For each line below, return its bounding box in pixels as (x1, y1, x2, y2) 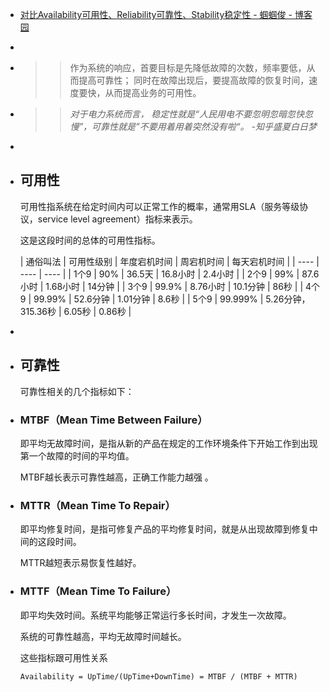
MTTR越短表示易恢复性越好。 (19, 557, 142, 569)
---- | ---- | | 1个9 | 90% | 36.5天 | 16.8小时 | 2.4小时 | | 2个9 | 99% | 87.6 (19, 268, 320, 280)
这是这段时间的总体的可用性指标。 (19, 234, 161, 246)
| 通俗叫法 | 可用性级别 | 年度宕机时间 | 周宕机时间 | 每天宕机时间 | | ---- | (19, 255, 320, 267)
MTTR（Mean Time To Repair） (19, 498, 176, 512)
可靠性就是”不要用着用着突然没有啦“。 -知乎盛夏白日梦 (91, 121, 317, 132)
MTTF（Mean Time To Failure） (19, 584, 177, 598)
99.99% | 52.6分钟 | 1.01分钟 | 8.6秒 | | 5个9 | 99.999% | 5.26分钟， (33, 293, 311, 305)
